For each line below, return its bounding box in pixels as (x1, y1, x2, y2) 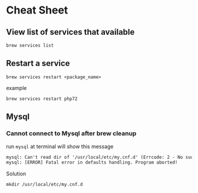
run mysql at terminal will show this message (6, 142, 114, 150)
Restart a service (6, 58, 70, 68)
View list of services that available (6, 27, 135, 37)
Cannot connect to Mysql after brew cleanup (6, 129, 137, 138)
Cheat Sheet (6, 4, 68, 17)
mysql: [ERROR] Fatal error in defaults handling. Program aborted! (6, 159, 178, 165)
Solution (6, 170, 27, 177)
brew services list (6, 42, 54, 48)
